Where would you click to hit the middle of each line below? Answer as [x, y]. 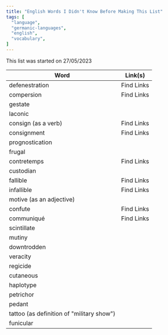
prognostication [31, 142]
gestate [20, 104]
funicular [21, 323]
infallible [20, 190]
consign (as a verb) [36, 123]
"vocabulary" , [28, 39]
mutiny [18, 237]
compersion [25, 94]
